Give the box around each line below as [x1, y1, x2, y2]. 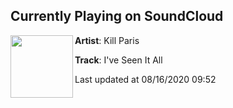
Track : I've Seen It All [74, 54, 163, 66]
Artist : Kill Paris [74, 34, 140, 46]
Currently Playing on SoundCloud [10, 8, 224, 25]
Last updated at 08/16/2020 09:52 [74, 73, 217, 85]
